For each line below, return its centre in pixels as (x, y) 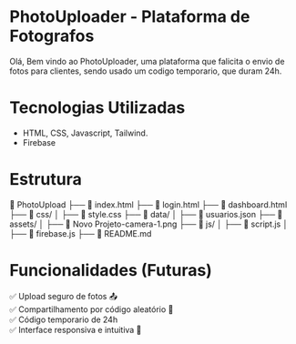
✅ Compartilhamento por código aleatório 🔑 (92, 309)
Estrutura (46, 180)
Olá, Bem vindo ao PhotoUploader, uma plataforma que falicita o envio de (147, 61)
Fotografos (52, 36)
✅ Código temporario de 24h (64, 319)
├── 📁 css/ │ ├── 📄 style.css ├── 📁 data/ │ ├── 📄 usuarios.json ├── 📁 (146, 214)
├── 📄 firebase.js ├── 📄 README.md (81, 233)
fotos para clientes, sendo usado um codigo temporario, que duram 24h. (146, 71)
